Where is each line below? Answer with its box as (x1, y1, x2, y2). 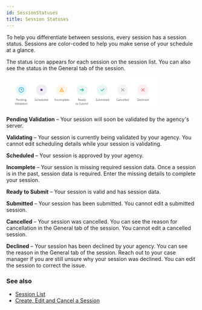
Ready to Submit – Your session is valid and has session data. (6, 188, 161, 195)
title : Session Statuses (6, 16, 69, 22)
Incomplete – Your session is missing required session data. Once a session (6, 163, 197, 170)
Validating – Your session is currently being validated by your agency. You (6, 134, 192, 141)
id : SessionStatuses (6, 10, 59, 16)
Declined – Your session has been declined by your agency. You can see (6, 242, 188, 250)
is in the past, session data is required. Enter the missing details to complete (6, 170, 196, 177)
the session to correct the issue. (6, 262, 86, 269)
